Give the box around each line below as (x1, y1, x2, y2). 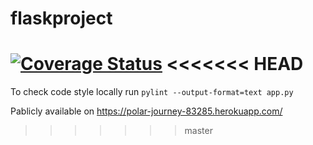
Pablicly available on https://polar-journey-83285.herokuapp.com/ (10, 105, 283, 117)
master (184, 125, 213, 137)
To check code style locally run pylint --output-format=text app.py (10, 86, 294, 98)
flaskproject (10, 7, 113, 30)
